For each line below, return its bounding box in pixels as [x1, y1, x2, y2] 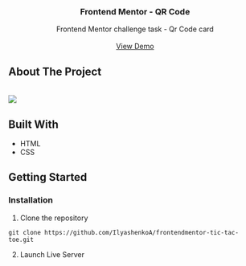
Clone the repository [19, 213, 88, 223]
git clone [8, 228, 42, 236]
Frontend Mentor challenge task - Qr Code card [55, 24, 215, 34]
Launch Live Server [19, 249, 84, 259]
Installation [8, 194, 54, 206]
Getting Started [8, 170, 88, 184]
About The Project [8, 64, 102, 78]
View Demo [116, 42, 154, 51]
